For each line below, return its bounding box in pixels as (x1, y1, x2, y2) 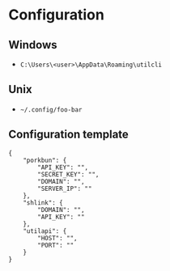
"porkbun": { (23, 156, 67, 164)
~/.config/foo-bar (19, 105, 83, 114)
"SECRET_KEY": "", (37, 170, 100, 179)
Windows (8, 38, 57, 52)
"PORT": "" (37, 241, 74, 249)
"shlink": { (23, 198, 63, 207)
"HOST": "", (37, 234, 79, 242)
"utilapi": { (23, 227, 67, 235)
